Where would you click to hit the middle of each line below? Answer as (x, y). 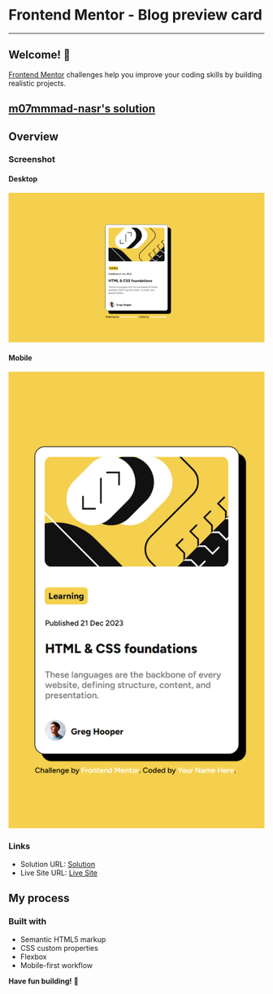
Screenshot (32, 159)
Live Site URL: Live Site (59, 873)
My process (39, 898)
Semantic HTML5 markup (63, 939)
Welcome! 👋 (39, 55)
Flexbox (33, 957)
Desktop (23, 179)
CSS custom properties (59, 948)
